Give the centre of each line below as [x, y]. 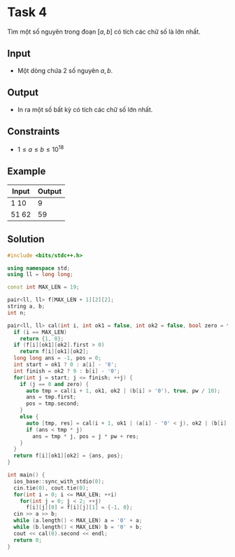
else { [29, 417]
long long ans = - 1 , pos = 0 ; [57, 358]
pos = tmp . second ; [52, 404]
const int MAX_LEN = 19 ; [43, 287]
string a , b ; [26, 307]
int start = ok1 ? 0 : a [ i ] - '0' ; [65, 365]
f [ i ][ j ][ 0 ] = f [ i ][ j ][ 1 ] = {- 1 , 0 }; [79, 508]
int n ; [17, 312]
